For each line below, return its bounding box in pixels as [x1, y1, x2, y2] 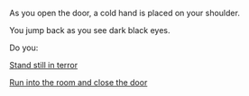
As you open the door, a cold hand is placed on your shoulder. [9, 8, 241, 18]
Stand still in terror [9, 60, 78, 70]
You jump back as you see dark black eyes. [9, 25, 171, 35]
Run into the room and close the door [9, 77, 148, 88]
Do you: [9, 42, 39, 53]
